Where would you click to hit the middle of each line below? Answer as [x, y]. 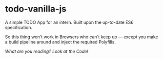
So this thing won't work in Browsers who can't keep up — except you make [82, 37]
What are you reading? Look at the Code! [47, 51]
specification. [19, 27]
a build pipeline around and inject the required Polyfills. [61, 42]
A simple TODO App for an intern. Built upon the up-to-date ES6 [69, 22]
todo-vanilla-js [36, 9]
